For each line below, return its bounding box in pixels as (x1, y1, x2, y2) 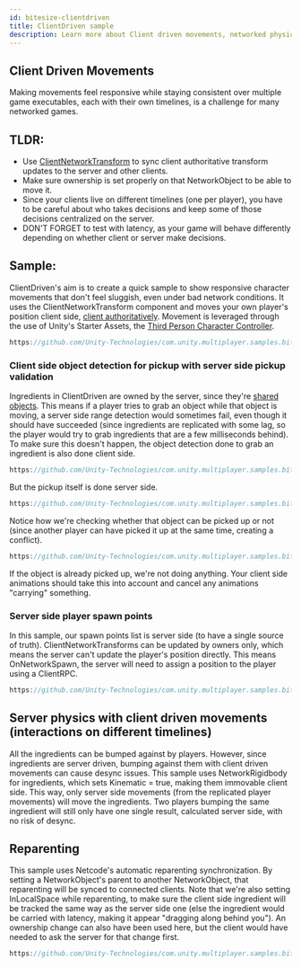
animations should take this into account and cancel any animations (9, 577, 259, 589)
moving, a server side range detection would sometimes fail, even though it (9, 410, 288, 421)
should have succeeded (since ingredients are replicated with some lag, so (9, 419, 287, 430)
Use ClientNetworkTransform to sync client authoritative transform (21, 156, 269, 166)
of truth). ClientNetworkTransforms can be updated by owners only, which (9, 639, 284, 650)
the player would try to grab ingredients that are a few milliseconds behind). (9, 429, 289, 439)
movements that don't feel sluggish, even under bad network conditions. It (9, 291, 285, 302)
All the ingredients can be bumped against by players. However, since (9, 748, 267, 759)
